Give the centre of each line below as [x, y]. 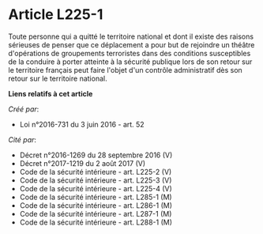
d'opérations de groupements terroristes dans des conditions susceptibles [130, 53]
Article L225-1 [56, 15]
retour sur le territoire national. [58, 78]
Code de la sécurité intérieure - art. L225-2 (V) [96, 172]
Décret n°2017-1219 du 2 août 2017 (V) [83, 163]
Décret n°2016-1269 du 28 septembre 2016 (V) [96, 155]
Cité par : [23, 139]
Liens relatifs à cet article [51, 93]
